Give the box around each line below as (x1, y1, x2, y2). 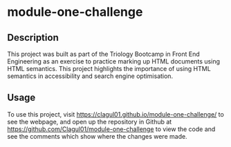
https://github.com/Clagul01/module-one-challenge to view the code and (7, 125, 216, 133)
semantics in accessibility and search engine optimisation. (7, 72, 174, 80)
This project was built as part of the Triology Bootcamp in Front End (7, 50, 201, 58)
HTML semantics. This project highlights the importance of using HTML (7, 65, 211, 72)
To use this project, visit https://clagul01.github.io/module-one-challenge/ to (7, 110, 225, 118)
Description (7, 32, 59, 43)
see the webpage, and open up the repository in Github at (7, 117, 172, 126)
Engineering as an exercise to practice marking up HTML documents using (7, 57, 220, 66)
